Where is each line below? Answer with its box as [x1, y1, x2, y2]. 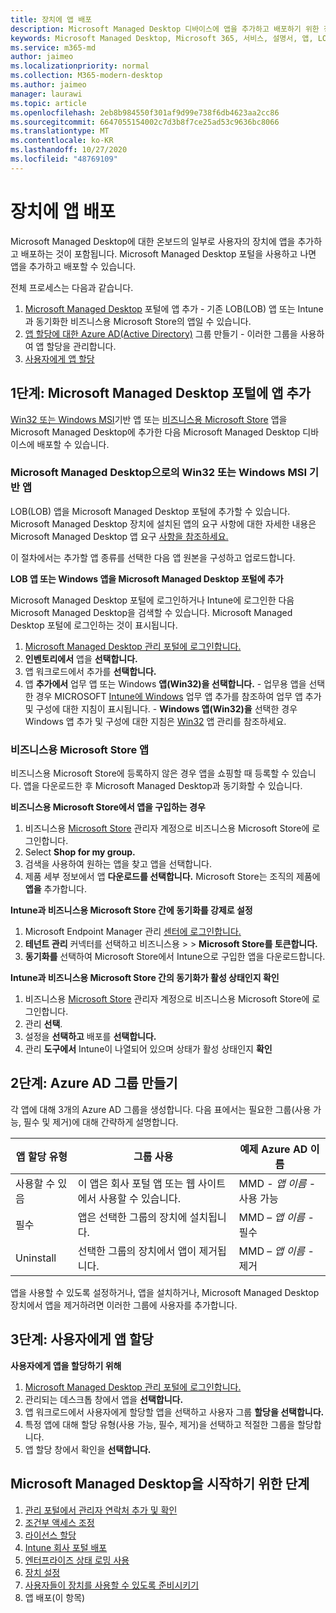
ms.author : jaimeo [10, 80, 87, 90]
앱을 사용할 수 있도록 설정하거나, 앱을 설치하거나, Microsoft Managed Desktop [10, 1286, 320, 1298]
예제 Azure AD [239, 1142, 308, 1156]
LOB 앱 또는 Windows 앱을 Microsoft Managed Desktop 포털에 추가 [10, 572, 284, 585]
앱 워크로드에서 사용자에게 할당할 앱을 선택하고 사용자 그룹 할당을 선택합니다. [24, 1406, 325, 1418]
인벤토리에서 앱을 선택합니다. [24, 652, 138, 665]
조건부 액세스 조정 [24, 1516, 95, 1528]
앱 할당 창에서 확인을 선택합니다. [24, 1443, 152, 1455]
